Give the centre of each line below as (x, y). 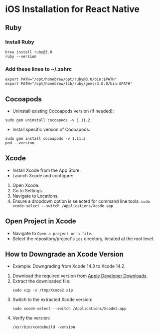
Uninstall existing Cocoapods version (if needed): (63, 111)
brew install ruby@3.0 (29, 52)
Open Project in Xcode (41, 221)
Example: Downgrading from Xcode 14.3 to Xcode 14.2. (69, 266)
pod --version (20, 143)
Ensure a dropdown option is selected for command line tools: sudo (81, 201)
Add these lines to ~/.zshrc (39, 69)
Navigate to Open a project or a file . (52, 233)
